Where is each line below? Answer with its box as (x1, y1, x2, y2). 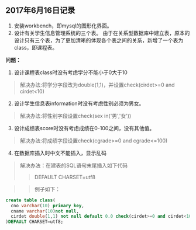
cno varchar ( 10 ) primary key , (11, 203, 84, 208)
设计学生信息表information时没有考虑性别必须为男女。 (13, 100, 145, 107)
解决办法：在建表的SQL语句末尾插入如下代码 (19, 162, 128, 169)
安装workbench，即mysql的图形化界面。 (13, 22, 112, 29)
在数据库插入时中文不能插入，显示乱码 (13, 149, 106, 156)
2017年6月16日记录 (5, 5, 75, 16)
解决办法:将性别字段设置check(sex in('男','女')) (19, 112, 132, 119)
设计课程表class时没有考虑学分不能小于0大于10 (13, 69, 128, 76)
